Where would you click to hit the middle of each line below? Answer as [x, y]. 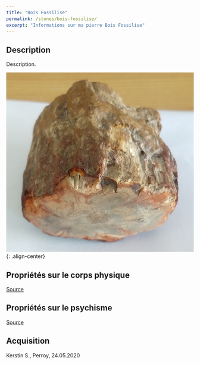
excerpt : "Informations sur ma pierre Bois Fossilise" [76, 25]
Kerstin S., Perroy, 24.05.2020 [43, 355]
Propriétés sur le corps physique [68, 275]
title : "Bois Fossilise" [37, 12]
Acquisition [28, 341]
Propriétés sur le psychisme [59, 308]
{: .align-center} [26, 256]
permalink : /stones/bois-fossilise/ [51, 19]
